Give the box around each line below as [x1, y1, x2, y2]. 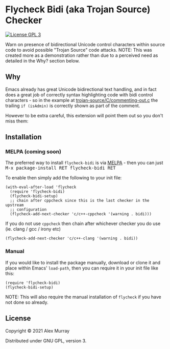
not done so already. [5, 299, 48, 305]
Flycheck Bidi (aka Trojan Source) [5, 4, 151, 15]
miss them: [5, 118, 29, 124]
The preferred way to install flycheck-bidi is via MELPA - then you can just [5, 160, 163, 166]
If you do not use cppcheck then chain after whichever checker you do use [5, 220, 161, 227]
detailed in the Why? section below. [5, 57, 80, 64]
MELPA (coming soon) [5, 148, 61, 155]
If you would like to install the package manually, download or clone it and [5, 259, 161, 265]
